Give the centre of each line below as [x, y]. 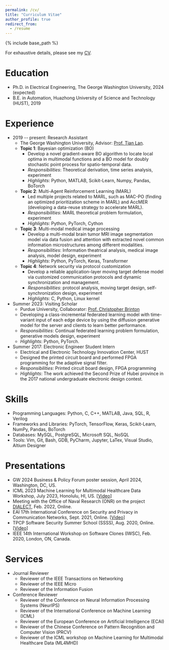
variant [27, 320]
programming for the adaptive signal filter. [64, 363]
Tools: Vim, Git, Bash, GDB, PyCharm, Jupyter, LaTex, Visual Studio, [83, 440]
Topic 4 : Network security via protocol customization [75, 266]
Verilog [20, 418]
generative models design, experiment [60, 336]
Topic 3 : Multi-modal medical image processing [70, 229]
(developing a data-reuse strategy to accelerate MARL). [86, 207]
